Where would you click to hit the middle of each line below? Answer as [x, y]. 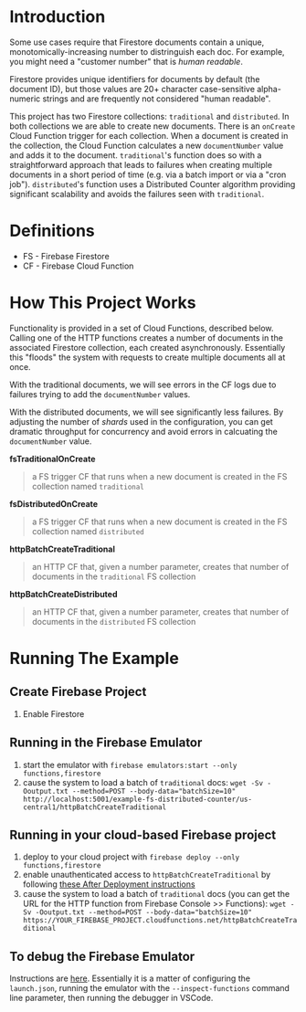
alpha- [269, 89]
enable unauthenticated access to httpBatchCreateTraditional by [147, 875]
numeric [25, 99]
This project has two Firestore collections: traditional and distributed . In [149, 116]
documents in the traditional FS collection [114, 576]
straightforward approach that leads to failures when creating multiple [141, 164]
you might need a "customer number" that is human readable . [127, 61]
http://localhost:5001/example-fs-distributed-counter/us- [137, 799]
